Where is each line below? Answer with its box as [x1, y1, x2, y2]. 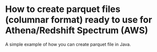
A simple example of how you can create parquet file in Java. [5, 41, 131, 47]
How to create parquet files [5, 3, 121, 15]
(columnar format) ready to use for [5, 14, 152, 25]
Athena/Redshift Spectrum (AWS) [5, 25, 148, 36]
